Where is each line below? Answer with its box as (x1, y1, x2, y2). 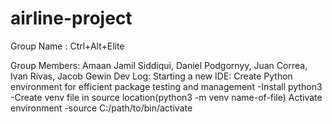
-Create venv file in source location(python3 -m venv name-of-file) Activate (10, 91, 323, 103)
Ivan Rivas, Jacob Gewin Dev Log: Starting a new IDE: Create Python (10, 70, 293, 82)
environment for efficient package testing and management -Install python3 (10, 80, 323, 92)
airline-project (10, 7, 133, 30)
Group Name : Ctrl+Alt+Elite (10, 40, 125, 52)
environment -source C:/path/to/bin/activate (10, 102, 193, 114)
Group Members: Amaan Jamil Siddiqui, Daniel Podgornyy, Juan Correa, (10, 59, 308, 71)
